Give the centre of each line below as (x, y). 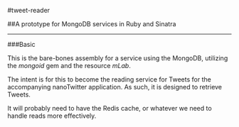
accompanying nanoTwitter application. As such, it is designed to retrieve (115, 87)
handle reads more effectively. (52, 116)
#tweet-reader (29, 10)
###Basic (21, 44)
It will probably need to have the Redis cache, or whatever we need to (110, 108)
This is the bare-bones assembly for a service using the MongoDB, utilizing (118, 58)
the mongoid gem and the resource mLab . (69, 66)
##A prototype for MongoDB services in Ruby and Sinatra (92, 24)
